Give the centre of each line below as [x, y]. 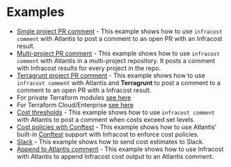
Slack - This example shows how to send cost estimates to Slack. [110, 141]
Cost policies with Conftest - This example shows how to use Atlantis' [117, 127]
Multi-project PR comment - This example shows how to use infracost [118, 53]
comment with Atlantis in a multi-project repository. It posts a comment [116, 60]
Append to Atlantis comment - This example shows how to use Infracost [120, 149]
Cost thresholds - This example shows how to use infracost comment [115, 112]
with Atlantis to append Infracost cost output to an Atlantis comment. [115, 156]
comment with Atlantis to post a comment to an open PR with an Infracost [120, 38]
